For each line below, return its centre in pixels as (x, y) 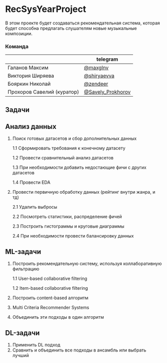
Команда (17, 46)
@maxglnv (96, 68)
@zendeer (96, 84)
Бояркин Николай (29, 84)
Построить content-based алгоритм (50, 298)
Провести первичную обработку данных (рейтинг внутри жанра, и (84, 192)
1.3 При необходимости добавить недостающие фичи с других (79, 167)
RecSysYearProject (46, 9)
